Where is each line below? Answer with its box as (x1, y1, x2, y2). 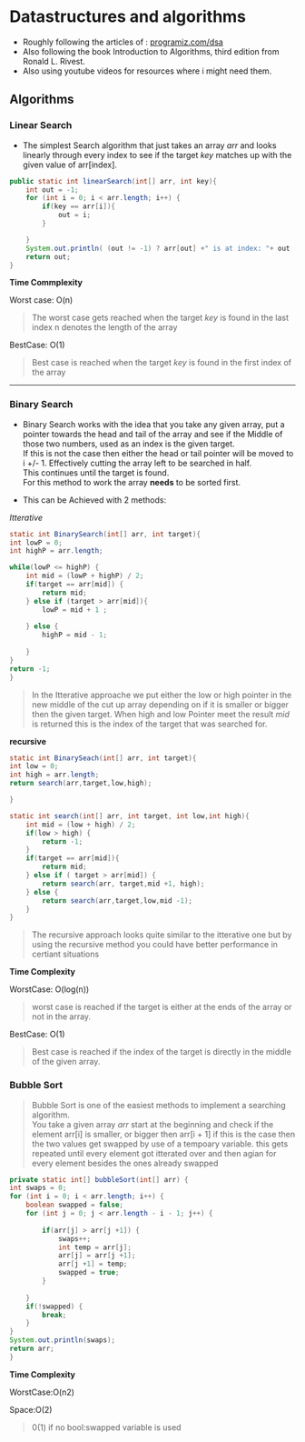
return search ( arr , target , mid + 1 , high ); (42, 879, 205, 888)
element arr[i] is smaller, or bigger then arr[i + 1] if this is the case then (31, 1128, 296, 1139)
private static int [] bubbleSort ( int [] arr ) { (9, 1175, 189, 1184)
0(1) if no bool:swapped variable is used (31, 1421, 182, 1433)
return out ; (25, 252, 71, 261)
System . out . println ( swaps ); (9, 1336, 116, 1345)
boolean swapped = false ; (25, 1200, 124, 1210)
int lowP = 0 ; (9, 538, 64, 547)
